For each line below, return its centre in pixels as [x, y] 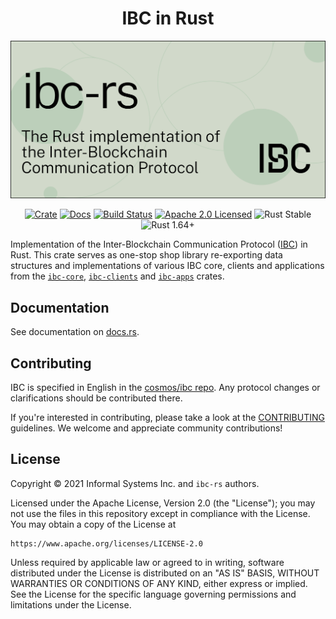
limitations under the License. [71, 604]
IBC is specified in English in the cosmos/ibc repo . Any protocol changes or [165, 388]
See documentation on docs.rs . [75, 332]
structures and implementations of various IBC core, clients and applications [167, 266]
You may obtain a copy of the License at [93, 524]
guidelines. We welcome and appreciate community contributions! [146, 428]
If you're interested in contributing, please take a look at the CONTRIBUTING [167, 418]
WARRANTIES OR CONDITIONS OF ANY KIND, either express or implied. [159, 583]
